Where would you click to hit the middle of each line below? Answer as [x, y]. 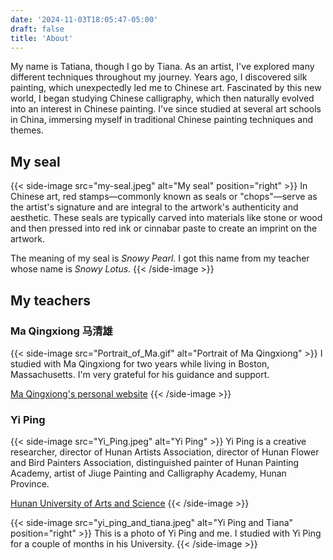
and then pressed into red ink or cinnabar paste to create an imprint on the [164, 228]
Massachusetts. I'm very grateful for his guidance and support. [140, 374]
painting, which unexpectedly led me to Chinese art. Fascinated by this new [166, 88]
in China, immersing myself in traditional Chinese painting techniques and [162, 120]
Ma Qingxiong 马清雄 [61, 331]
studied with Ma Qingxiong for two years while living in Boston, [140, 363]
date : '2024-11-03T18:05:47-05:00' [84, 19]
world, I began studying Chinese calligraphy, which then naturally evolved [162, 98]
